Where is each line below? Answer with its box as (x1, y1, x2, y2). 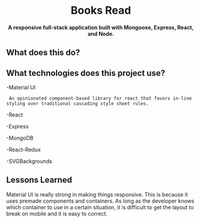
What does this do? (6, 47, 80, 58)
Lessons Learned (6, 175, 72, 185)
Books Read (70, 4, 132, 17)
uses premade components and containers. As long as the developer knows (6, 197, 195, 204)
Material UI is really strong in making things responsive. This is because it (6, 191, 188, 198)
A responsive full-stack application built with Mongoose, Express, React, (8, 23, 194, 31)
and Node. (87, 30, 115, 37)
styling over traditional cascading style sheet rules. (6, 100, 149, 107)
